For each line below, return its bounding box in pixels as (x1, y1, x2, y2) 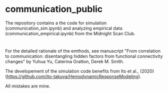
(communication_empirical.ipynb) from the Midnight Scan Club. (5, 30, 135, 36)
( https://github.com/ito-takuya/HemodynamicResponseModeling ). (5, 74, 141, 80)
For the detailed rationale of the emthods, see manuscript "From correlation (5, 48, 161, 54)
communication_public (5, 3, 103, 15)
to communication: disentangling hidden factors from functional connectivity (5, 53, 163, 59)
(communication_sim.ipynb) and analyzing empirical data (5, 25, 122, 31)
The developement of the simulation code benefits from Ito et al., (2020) (5, 68, 154, 74)
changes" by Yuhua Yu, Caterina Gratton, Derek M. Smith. (5, 59, 124, 65)
